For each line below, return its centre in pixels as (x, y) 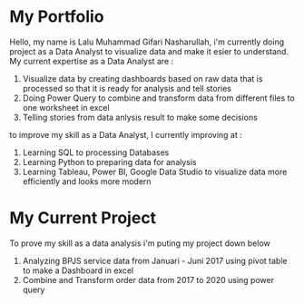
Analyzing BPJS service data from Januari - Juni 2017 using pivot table (155, 260)
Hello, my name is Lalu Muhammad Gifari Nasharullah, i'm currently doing (147, 42)
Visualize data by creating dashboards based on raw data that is (142, 78)
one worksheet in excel (66, 107)
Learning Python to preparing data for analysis (109, 162)
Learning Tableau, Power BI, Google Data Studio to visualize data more (155, 172)
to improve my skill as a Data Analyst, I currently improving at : (126, 134)
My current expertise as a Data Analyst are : (92, 61)
